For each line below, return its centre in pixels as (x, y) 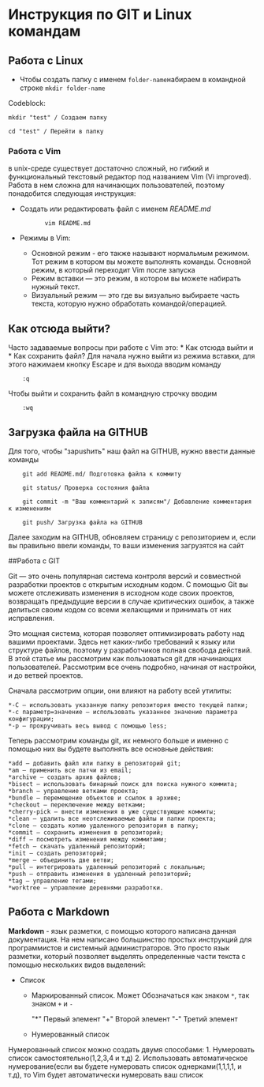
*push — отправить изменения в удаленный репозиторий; (100, 874)
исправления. (32, 618)
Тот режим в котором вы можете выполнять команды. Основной (141, 261)
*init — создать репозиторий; (58, 853)
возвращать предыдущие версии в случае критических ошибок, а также (131, 601)
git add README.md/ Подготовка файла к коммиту (102, 474)
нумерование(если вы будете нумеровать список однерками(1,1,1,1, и (125, 1066)
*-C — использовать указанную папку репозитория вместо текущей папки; (128, 705)
